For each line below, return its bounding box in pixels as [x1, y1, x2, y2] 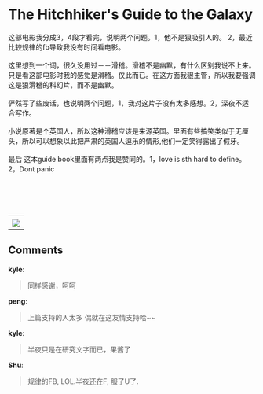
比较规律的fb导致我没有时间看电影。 [8, 42, 126, 52]
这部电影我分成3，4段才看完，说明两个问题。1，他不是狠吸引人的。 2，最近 [8, 32, 253, 42]
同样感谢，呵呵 [27, 281, 76, 290]
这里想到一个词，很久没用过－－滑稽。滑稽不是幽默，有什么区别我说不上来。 [8, 61, 256, 70]
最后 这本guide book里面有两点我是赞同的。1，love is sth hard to [8, 154, 217, 164]
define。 [218, 154, 246, 164]
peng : [8, 296, 27, 306]
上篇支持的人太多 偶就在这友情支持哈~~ [27, 312, 156, 322]
